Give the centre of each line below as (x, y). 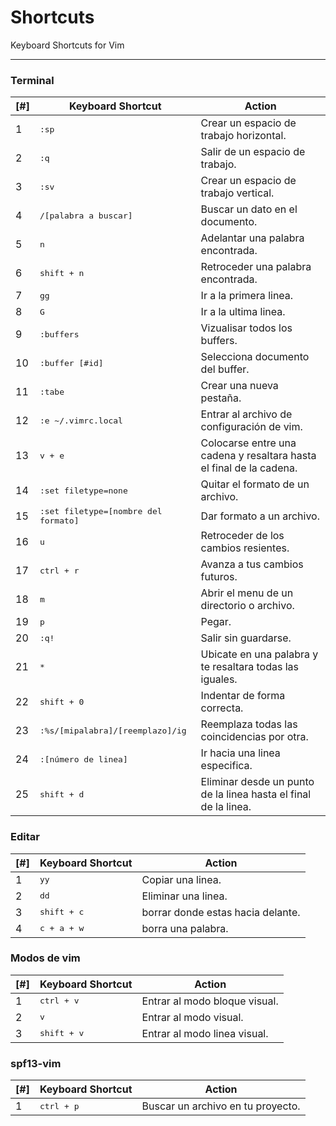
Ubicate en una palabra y (259, 654)
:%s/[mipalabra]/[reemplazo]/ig (113, 730)
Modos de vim (45, 958)
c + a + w (62, 928)
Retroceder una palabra (256, 267)
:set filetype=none (83, 490)
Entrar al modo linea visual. (205, 1033)
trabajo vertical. (237, 193)
